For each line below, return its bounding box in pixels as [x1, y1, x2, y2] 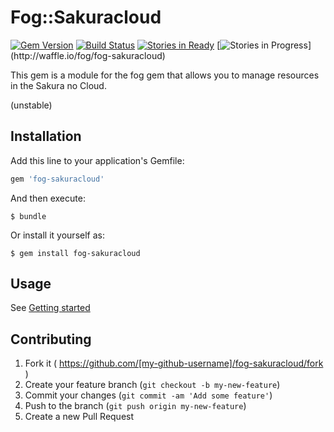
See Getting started [10, 302, 91, 314]
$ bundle [10, 211, 47, 221]
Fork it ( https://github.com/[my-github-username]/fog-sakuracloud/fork [24, 357, 324, 370]
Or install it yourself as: [10, 229, 105, 241]
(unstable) [10, 99, 53, 111]
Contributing [10, 331, 92, 348]
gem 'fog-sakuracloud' [10, 174, 105, 184]
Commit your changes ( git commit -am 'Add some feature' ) [24, 389, 273, 401]
